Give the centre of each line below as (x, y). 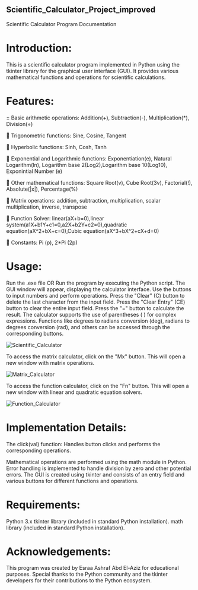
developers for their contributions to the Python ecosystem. (79, 580)
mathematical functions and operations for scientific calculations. (86, 77)
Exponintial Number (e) (34, 171)
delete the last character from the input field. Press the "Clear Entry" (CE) (96, 302)
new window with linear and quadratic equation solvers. (74, 392)
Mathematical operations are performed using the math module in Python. (96, 462)
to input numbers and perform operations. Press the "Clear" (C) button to (95, 295)
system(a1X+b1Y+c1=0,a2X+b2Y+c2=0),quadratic (67, 225)
